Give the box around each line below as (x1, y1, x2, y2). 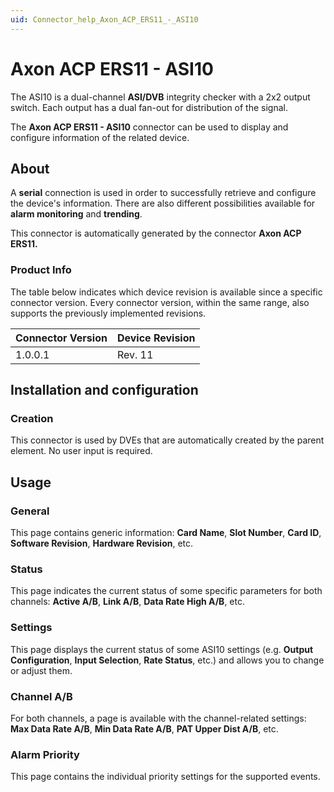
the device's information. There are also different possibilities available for (10, 197, 316, 210)
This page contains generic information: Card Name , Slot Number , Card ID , (10, 527, 322, 539)
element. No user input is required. (10, 445, 153, 457)
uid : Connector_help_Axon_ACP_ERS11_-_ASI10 (10, 14, 199, 25)
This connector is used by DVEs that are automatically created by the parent (10, 434, 325, 446)
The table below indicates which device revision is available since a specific (10, 286, 323, 298)
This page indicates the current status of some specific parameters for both (10, 585, 323, 597)
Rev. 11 (116, 347, 154, 361)
